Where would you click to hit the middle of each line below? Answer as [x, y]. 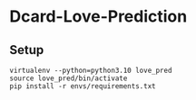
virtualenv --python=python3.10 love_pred [91, 70]
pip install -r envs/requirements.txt [83, 86]
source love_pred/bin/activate [69, 78]
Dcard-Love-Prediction [98, 17]
